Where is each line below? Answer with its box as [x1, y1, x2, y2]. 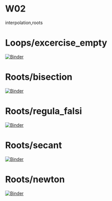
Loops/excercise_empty [5, 37, 108, 49]
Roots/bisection [5, 71, 73, 83]
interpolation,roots [5, 20, 43, 26]
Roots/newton [5, 173, 65, 185]
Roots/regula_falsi [5, 106, 82, 117]
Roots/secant [5, 139, 62, 151]
